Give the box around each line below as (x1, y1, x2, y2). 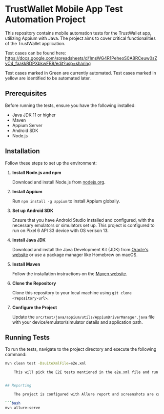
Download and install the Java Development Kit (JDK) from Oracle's (12, 246, 149, 252)
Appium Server (12, 122, 43, 128)
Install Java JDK (12, 237, 46, 243)
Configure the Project (12, 304, 57, 310)
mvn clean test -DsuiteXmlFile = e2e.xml (5, 361, 86, 366)
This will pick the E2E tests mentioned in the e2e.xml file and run (14, 370, 159, 375)
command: (5, 352, 27, 358)
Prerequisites (5, 89, 47, 98)
